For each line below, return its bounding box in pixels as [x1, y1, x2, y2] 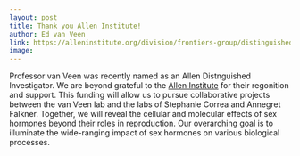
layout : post [9, 12, 58, 22]
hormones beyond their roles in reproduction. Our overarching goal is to [9, 118, 274, 129]
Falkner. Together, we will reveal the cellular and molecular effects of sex [9, 109, 278, 119]
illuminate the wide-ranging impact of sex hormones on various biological [9, 127, 280, 138]
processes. [9, 137, 51, 148]
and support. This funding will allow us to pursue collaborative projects [9, 90, 271, 101]
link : [9, 37, 29, 47]
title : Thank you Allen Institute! [9, 21, 142, 30]
